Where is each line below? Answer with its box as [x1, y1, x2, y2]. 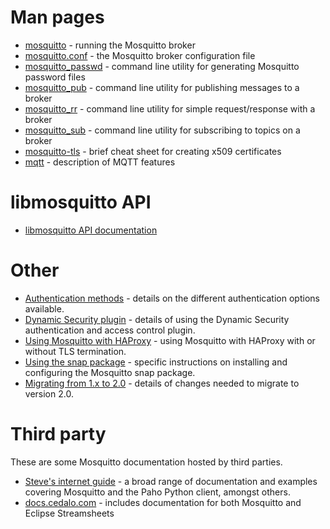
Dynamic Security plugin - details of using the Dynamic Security [24, 313, 290, 325]
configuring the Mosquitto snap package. [24, 366, 196, 378]
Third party [10, 423, 107, 445]
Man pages [10, 6, 105, 29]
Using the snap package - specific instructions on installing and [24, 356, 288, 368]
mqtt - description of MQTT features [24, 156, 176, 168]
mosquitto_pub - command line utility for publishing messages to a [24, 81, 300, 93]
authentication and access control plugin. [24, 324, 196, 336]
